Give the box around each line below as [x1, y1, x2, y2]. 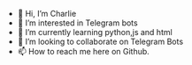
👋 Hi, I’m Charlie [17, 9, 77, 18]
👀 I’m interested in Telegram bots [17, 18, 139, 28]
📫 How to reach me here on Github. [17, 47, 150, 56]
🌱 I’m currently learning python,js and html [17, 27, 173, 37]
